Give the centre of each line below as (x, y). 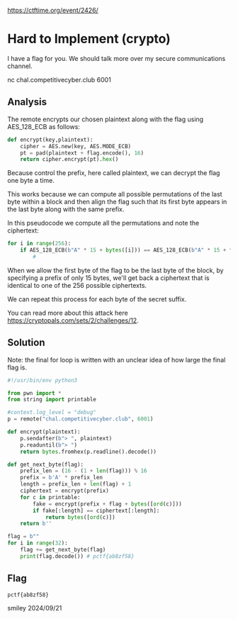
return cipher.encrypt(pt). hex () (69, 160)
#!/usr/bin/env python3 (42, 380)
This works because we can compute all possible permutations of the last (115, 194)
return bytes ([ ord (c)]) (80, 517)
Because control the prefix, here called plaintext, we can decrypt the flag (114, 173)
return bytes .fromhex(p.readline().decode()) (89, 452)
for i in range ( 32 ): (38, 543)
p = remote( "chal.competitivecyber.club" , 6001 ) (80, 419)
